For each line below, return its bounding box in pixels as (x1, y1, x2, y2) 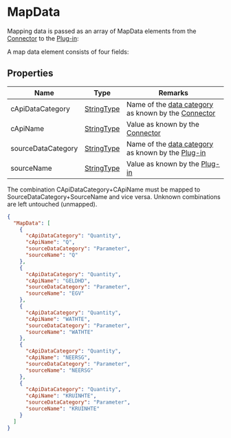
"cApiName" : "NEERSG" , (25, 354, 91, 361)
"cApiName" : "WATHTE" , (25, 315, 91, 322)
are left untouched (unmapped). (7, 200, 98, 208)
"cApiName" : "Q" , (25, 239, 76, 246)
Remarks (158, 87, 189, 97)
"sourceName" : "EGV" (25, 290, 85, 297)
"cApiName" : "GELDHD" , (25, 277, 91, 284)
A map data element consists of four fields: (7, 48, 129, 56)
